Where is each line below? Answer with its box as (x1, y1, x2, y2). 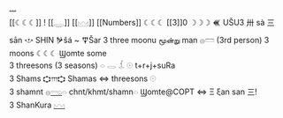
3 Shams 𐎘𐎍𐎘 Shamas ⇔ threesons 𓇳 (9, 73, 157, 84)
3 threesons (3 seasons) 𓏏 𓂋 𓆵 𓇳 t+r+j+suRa (9, 60, 176, 70)
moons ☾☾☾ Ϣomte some (9, 48, 108, 58)
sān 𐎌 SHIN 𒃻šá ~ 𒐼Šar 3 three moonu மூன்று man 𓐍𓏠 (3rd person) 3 (9, 35, 270, 45)
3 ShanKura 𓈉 (9, 100, 65, 110)
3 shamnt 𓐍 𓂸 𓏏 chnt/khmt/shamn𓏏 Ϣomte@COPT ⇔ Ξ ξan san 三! (9, 86, 258, 97)
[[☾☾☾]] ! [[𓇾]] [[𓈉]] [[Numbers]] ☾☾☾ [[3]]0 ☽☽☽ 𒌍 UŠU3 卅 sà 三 (9, 18, 276, 27)
